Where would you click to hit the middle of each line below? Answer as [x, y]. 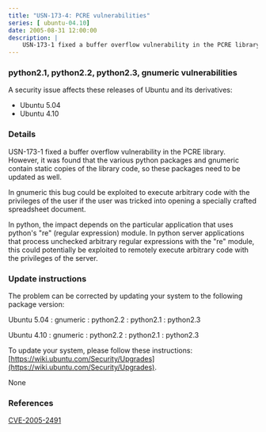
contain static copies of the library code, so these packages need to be [124, 168]
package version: [36, 304]
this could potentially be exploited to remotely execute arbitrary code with [129, 250]
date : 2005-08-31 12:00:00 [53, 30]
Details [22, 134]
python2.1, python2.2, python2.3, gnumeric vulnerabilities [123, 73]
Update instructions [47, 278]
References [31, 403]
